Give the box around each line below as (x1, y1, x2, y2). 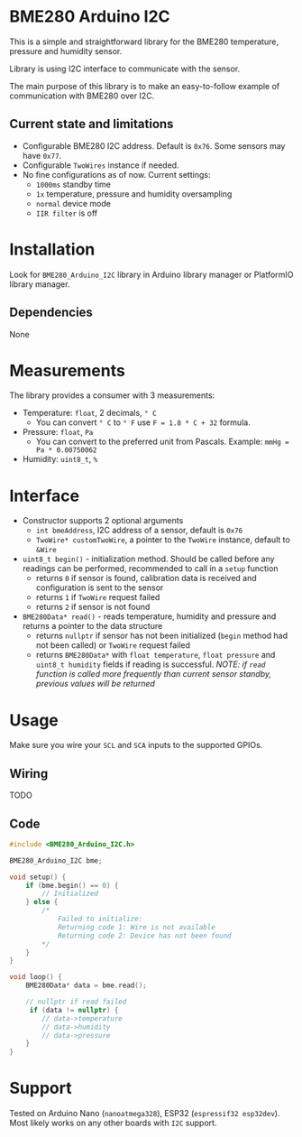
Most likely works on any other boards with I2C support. (9, 1117, 217, 1129)
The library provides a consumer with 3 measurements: (9, 390, 215, 401)
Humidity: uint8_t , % (22, 454, 98, 465)
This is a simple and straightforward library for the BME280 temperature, (9, 36, 279, 47)
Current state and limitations (9, 116, 174, 132)
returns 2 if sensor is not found (35, 602, 151, 613)
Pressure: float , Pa (22, 427, 94, 438)
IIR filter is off (35, 208, 98, 218)
